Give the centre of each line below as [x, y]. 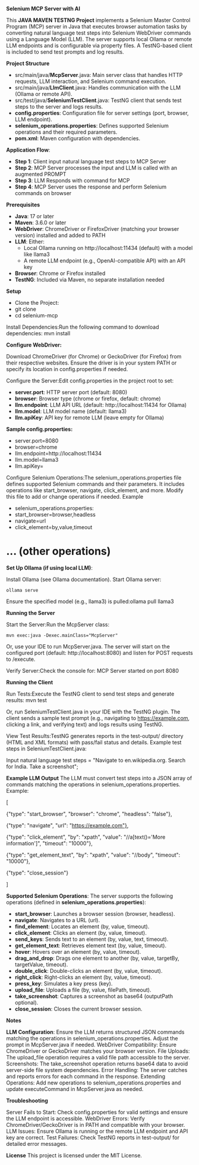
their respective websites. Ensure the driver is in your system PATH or [91, 363]
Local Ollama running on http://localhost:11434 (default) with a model [108, 248]
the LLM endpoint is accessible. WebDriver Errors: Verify [76, 1118]
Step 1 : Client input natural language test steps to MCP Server [90, 161]
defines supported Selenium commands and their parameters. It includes [96, 484]
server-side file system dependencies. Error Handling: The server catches [97, 1070]
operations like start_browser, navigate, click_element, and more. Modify [95, 490]
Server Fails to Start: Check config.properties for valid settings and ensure [97, 1112]
